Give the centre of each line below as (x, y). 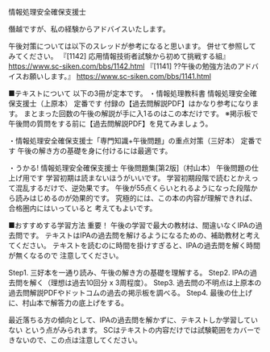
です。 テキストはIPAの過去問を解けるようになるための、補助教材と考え (141, 235)
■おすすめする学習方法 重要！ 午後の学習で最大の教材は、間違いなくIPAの (132, 225)
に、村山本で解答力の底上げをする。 (69, 303)
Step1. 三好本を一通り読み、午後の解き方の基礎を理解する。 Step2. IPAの (129, 273)
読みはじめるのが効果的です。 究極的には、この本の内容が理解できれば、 (136, 198)
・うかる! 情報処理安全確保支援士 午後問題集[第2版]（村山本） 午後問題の (130, 168)
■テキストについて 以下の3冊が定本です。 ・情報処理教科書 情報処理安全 (129, 93)
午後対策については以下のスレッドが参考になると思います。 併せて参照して (132, 46)
